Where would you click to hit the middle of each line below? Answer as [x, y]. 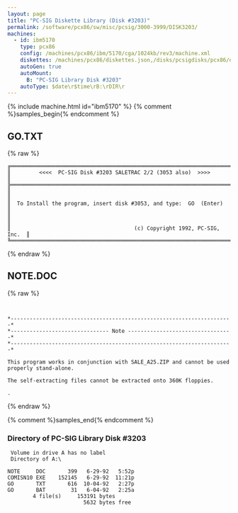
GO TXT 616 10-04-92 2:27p [71, 484]
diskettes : [36, 60]
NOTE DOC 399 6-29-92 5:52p [71, 472]
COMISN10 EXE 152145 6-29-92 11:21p [71, 478]
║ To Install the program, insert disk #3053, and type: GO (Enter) [115, 204]
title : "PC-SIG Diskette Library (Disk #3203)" [79, 21]
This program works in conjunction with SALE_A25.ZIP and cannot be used [119, 362]
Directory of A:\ [36, 459]
